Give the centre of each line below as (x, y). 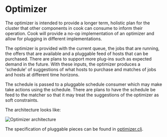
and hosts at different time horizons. (42, 74)
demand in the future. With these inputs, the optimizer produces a (73, 64)
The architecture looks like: (33, 110)
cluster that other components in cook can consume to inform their (74, 28)
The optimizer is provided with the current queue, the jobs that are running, (82, 48)
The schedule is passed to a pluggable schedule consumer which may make (84, 84)
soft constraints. (22, 100)
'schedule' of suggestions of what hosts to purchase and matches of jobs (81, 69)
